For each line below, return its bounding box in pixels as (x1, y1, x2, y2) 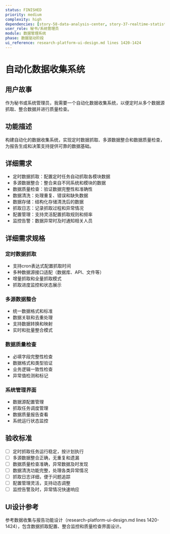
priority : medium (5, 12, 42, 17)
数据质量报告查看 (12, 411, 49, 417)
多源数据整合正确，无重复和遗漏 (12, 455, 79, 461)
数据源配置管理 (12, 398, 44, 405)
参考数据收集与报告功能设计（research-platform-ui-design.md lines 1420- (5, 517, 159, 523)
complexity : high (5, 17, 42, 22)
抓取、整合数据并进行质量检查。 (5, 106, 72, 112)
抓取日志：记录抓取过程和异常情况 (12, 205, 84, 211)
